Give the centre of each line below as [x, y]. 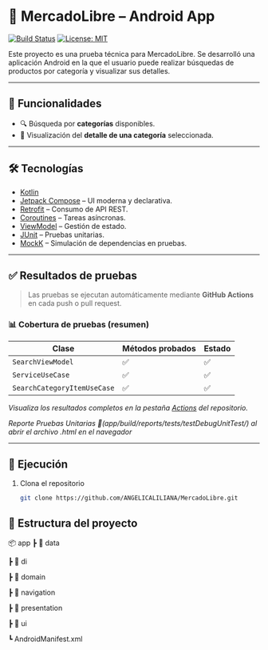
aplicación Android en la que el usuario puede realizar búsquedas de [121, 62]
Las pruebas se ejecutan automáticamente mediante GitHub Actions [140, 295]
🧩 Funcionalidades [55, 104]
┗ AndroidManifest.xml [45, 639]
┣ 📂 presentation [35, 608]
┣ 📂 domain [27, 577]
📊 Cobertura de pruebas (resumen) [79, 325]
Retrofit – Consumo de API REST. [74, 209]
